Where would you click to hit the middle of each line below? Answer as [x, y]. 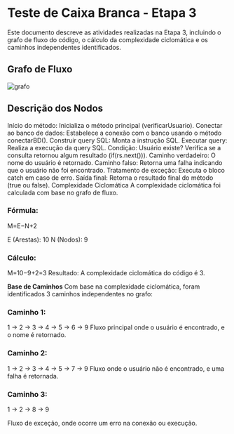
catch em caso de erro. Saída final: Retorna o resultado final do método [110, 178]
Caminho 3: [27, 394]
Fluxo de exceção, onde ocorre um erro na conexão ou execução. [102, 423]
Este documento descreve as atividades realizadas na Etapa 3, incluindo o [115, 32]
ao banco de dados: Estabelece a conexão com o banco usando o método [115, 133]
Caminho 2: [27, 353]
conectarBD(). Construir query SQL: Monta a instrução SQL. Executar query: [117, 140]
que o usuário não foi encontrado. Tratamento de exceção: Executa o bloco [116, 170]
